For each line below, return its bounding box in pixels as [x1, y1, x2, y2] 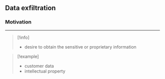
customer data [24, 63, 54, 69]
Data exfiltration [5, 4, 56, 12]
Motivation [5, 19, 32, 26]
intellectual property [24, 68, 65, 74]
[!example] [17, 53, 39, 59]
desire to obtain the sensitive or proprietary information [24, 44, 137, 50]
